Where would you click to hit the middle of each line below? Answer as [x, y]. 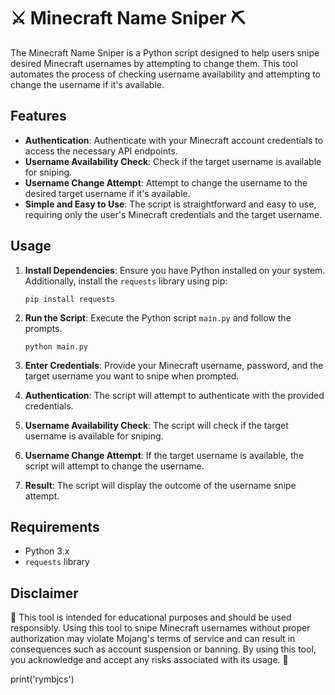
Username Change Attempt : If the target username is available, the [164, 455]
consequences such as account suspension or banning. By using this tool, [163, 649]
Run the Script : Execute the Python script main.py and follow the [158, 317]
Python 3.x [47, 551]
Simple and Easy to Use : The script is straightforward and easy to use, [170, 204]
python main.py [56, 346]
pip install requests [69, 299]
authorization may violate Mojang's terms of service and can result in [153, 639]
